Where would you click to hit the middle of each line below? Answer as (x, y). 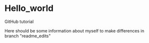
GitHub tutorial (19, 21)
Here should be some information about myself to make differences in (74, 31)
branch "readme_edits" (28, 36)
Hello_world (29, 8)
